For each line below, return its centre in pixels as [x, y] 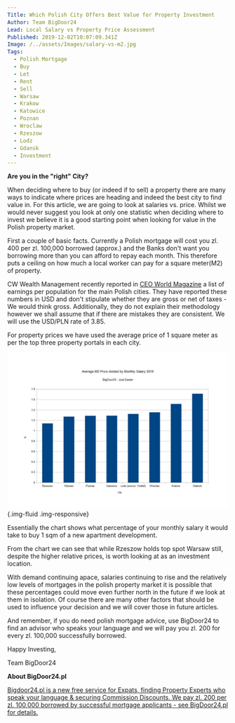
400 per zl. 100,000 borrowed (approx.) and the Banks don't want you [108, 248]
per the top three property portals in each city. [74, 343]
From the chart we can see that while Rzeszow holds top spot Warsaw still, [115, 548]
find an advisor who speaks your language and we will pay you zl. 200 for [114, 628]
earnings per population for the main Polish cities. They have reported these [117, 292]
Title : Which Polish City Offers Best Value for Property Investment [111, 15]
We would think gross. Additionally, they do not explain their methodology [114, 307]
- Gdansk [26, 148]
